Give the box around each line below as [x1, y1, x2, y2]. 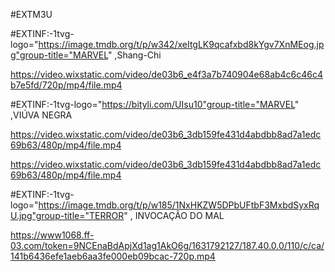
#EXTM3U [10, 9, 53, 20]
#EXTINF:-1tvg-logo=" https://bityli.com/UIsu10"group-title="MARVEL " [10, 99, 300, 110]
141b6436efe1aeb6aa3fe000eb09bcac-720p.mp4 [10, 250, 216, 262]
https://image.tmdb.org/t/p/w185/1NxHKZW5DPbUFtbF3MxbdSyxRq [38, 199, 320, 211]
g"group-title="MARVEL [10, 49, 108, 61]
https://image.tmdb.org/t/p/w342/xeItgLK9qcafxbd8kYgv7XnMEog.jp [38, 39, 325, 50]
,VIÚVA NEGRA [10, 109, 73, 121]
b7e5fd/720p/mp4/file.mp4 [10, 79, 123, 91]
